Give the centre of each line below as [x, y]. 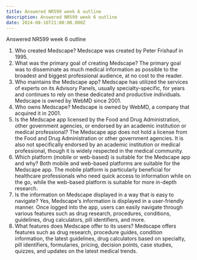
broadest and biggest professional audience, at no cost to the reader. [99, 76]
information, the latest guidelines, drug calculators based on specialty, [100, 239]
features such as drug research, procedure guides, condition [88, 232]
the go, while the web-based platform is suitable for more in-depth [96, 182]
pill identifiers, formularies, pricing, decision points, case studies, [93, 245]
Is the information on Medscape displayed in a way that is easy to [94, 195]
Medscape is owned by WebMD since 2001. [68, 101]
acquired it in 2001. [38, 113]
